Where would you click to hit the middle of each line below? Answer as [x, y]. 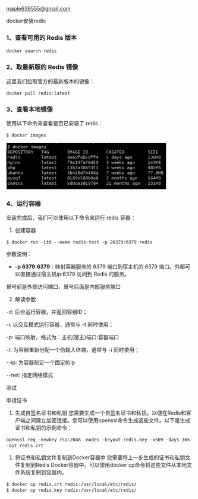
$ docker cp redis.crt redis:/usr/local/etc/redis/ [71, 484]
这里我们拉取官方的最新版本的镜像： [51, 81]
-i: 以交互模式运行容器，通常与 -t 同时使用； [60, 325]
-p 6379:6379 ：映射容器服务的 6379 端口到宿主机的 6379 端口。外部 [100, 267]
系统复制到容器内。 [43, 472]
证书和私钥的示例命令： [43, 428]
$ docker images [26, 135]
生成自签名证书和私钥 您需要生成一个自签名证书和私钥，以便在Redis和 [100, 413]
